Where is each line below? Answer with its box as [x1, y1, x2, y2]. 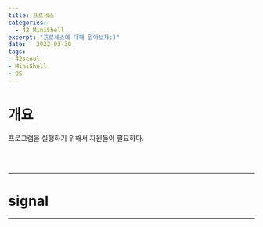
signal [8, 192, 49, 210]
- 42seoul [8, 56, 41, 63]
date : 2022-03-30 [8, 41, 72, 49]
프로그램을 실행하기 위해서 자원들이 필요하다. [8, 133, 145, 142]
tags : [8, 48, 26, 56]
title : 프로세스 [8, 11, 55, 20]
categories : [8, 19, 47, 27]
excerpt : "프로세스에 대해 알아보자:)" [8, 33, 120, 41]
